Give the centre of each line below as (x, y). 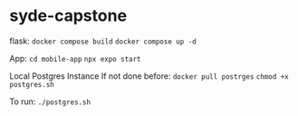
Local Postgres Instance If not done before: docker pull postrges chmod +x (149, 76)
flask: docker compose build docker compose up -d (103, 41)
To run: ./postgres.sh (50, 101)
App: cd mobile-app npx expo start (76, 58)
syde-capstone (68, 16)
